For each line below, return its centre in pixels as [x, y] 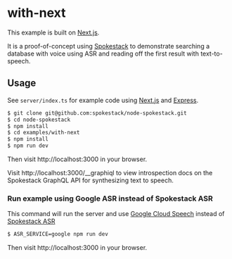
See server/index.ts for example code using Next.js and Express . [103, 100]
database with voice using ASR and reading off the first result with [103, 53]
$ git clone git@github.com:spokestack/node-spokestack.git [97, 113]
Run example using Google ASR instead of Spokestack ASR [110, 198]
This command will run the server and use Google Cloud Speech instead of [116, 214]
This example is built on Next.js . [53, 32]
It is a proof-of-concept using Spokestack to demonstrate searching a [109, 46]
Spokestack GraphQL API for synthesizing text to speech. [90, 180]
